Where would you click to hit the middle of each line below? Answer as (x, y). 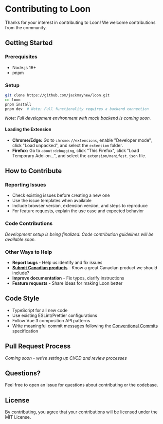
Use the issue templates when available (52, 201)
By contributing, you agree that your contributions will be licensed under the (81, 412)
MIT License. (18, 417)
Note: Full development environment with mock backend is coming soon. (78, 118)
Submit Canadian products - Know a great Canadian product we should (84, 267)
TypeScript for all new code (40, 310)
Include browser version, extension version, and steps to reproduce (80, 206)
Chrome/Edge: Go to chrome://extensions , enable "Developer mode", (82, 140)
